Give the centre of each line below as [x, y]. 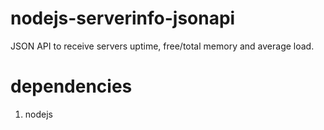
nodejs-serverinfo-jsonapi [123, 18]
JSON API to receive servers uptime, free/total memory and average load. [162, 46]
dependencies [71, 86]
